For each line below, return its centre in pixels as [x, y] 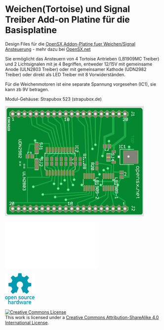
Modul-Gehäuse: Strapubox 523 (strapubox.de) [54, 99]
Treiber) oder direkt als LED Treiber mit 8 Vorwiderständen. [65, 74]
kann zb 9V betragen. [27, 89]
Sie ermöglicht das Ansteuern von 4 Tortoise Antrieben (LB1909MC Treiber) [82, 58]
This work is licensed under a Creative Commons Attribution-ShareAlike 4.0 [82, 317]
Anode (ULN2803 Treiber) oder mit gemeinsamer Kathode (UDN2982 [76, 69]
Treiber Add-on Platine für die [67, 20]
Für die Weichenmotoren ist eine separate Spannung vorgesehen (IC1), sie [81, 84]
